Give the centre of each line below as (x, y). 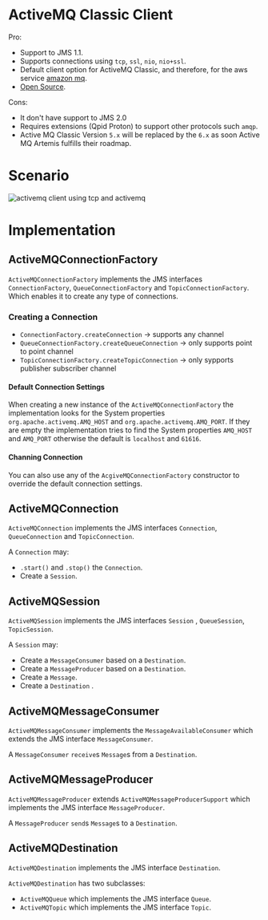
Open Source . (43, 87)
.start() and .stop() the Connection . (81, 568)
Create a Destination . (57, 686)
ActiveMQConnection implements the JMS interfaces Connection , (113, 528)
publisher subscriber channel (68, 369)
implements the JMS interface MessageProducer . (87, 807)
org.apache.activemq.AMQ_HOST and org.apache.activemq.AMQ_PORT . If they (129, 422)
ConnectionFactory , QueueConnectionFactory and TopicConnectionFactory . (129, 287)
